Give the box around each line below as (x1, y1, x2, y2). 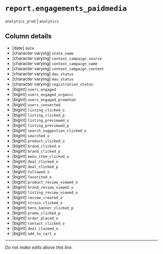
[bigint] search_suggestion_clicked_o (12, 127, 87, 133)
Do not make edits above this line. (5, 244, 73, 250)
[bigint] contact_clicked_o (12, 220, 65, 226)
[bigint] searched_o (12, 132, 50, 138)
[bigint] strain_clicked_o (12, 199, 63, 205)
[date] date (12, 45, 34, 51)
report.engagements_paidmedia (5, 4, 127, 13)
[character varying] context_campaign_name (12, 60, 98, 66)
